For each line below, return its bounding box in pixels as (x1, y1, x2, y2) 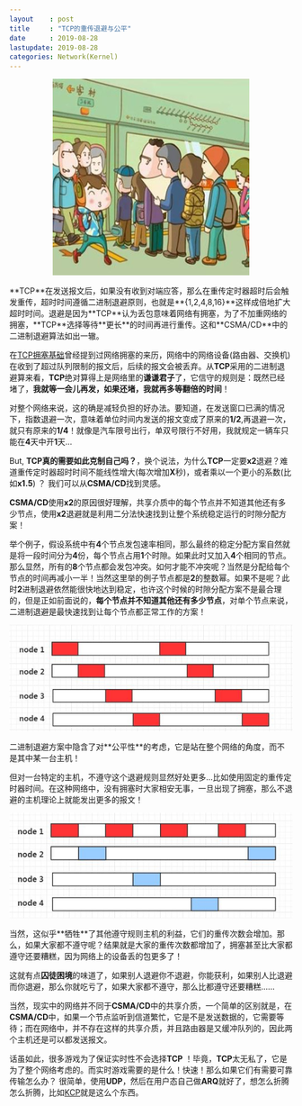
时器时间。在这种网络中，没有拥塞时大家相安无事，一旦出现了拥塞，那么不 (9, 784, 285, 794)
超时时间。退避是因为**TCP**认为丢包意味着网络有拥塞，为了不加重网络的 (9, 308, 288, 319)
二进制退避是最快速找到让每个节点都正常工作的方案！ (9, 606, 207, 617)
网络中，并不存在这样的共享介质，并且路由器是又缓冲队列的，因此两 (40, 1022, 293, 1033)
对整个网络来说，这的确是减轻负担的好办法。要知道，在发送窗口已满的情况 (9, 403, 285, 413)
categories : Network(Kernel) (9, 52, 119, 62)
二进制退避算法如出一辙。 (9, 331, 104, 341)
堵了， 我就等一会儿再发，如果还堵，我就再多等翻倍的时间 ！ (9, 384, 230, 394)
